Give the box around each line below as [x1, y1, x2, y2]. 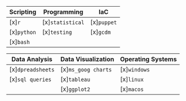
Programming [43, 8, 83, 16]
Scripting [9, 8, 37, 16]
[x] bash [9, 37, 30, 46]
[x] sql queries [9, 75, 52, 83]
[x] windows [120, 65, 150, 73]
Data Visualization [60, 55, 115, 63]
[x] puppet [90, 18, 117, 26]
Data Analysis [11, 55, 53, 63]
